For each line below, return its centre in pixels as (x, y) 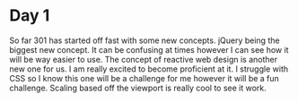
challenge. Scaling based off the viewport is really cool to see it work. (138, 88)
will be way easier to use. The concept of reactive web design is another (144, 59)
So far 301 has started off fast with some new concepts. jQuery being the (145, 40)
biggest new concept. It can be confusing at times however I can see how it (149, 49)
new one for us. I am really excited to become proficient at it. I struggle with (149, 69)
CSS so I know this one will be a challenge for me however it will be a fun (145, 78)
